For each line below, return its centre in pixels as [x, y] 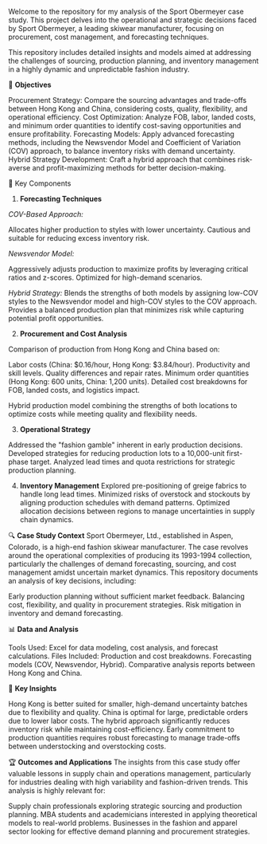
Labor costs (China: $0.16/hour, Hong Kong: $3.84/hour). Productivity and [129, 365]
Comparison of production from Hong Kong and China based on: [114, 349]
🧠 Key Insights [33, 688]
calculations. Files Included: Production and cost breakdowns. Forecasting [130, 656]
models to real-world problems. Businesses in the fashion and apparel [123, 823]
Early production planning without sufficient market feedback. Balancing [126, 596]
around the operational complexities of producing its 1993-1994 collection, [130, 555]
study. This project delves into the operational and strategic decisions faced [132, 20]
